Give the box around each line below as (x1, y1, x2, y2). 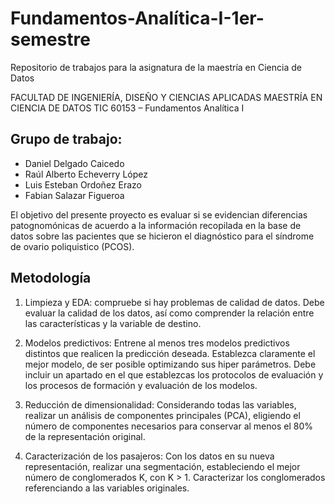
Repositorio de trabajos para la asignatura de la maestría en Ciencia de (10, 61, 302, 73)
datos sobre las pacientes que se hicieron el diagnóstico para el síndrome (10, 230, 315, 242)
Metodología (10, 270, 92, 287)
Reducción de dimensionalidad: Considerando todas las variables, (24, 398, 297, 411)
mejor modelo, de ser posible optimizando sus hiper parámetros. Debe (24, 358, 317, 370)
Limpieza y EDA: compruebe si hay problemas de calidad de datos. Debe (24, 296, 325, 308)
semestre (10, 28, 91, 51)
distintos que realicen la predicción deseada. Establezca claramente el (24, 347, 316, 359)
